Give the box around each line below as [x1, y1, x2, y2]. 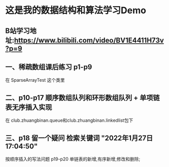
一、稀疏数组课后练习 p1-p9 [5, 62, 92, 71]
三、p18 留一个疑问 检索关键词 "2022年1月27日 [5, 133, 153, 142]
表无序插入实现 [5, 103, 52, 112]
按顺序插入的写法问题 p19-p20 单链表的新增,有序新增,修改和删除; [5, 156, 141, 162]
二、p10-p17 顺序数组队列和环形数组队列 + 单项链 [5, 93, 160, 102]
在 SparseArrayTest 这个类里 [5, 77, 65, 83]
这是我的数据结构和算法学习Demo [5, 5, 146, 16]
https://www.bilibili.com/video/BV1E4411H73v [14, 36, 164, 45]
